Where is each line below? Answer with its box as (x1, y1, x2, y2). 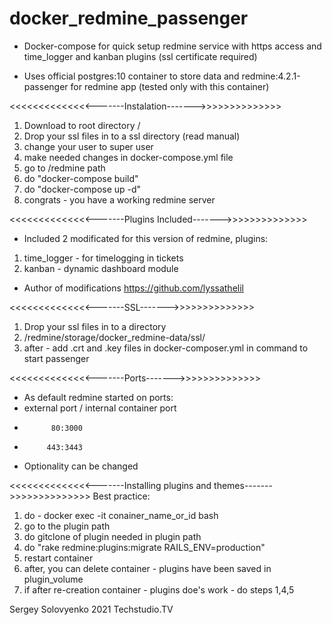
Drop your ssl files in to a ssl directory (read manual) (23, 130, 241, 142)
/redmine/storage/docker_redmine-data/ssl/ (23, 331, 206, 343)
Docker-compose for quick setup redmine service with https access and (23, 40, 322, 52)
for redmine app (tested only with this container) (70, 80, 270, 92)
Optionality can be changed (23, 460, 139, 472)
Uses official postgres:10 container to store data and (23, 70, 240, 82)
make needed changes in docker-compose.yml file (23, 151, 234, 163)
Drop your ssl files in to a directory (23, 320, 167, 332)
